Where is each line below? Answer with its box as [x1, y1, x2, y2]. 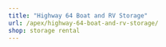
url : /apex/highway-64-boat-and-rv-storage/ [8, 19, 159, 27]
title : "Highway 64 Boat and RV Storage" [8, 11, 148, 20]
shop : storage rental [8, 26, 81, 34]
